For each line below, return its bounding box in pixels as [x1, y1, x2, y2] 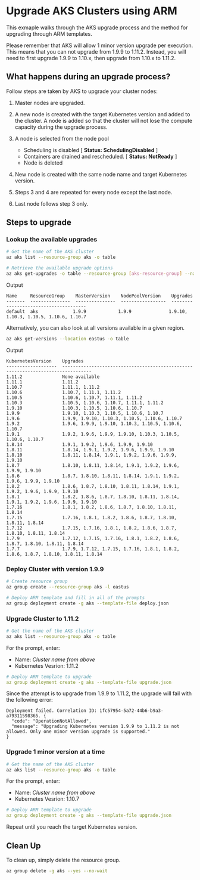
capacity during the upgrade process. [14, 123, 108, 131]
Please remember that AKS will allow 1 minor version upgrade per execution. [6, 42, 193, 49]
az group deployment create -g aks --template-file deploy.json [6, 600, 169, 606]
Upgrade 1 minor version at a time [6, 748, 105, 756]
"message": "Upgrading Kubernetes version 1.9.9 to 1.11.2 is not [11, 723, 180, 730]
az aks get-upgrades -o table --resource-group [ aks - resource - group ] [6, 271, 183, 277]
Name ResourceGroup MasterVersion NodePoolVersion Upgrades [6, 293, 193, 299]
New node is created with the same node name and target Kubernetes [14, 171, 187, 178]
